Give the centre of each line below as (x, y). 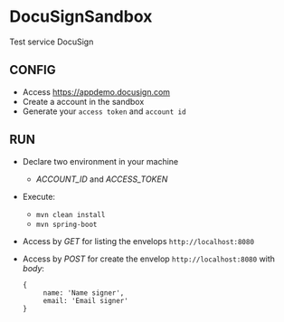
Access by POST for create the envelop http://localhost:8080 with (149, 259)
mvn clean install (71, 214)
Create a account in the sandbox (83, 101)
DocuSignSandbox (81, 17)
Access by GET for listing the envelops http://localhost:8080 (138, 241)
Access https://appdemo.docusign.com (96, 91)
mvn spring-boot (66, 224)
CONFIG (33, 70)
